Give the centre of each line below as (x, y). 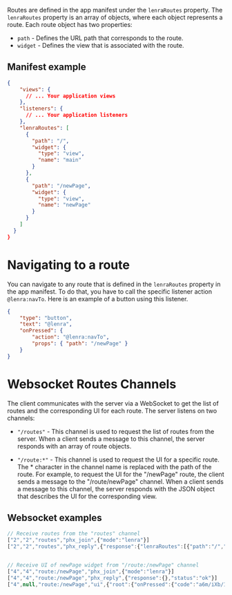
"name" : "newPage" (64, 205)
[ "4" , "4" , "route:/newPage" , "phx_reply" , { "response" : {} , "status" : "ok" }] (112, 578)
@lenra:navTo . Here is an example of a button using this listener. (98, 299)
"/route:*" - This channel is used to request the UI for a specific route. (118, 460)
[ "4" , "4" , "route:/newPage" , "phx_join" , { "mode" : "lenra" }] (91, 572)
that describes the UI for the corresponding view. (87, 496)
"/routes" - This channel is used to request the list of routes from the (116, 431)
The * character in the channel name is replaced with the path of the (114, 466)
